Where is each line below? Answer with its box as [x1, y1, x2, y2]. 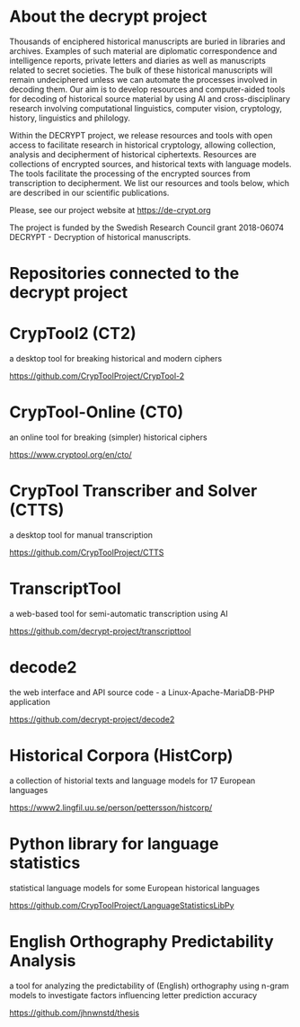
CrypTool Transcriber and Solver [9, 481, 258, 501]
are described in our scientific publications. [9, 187, 170, 198]
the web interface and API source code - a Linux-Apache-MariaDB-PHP [9, 686, 276, 698]
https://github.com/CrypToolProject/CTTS [9, 547, 164, 558]
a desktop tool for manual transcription [9, 529, 154, 540]
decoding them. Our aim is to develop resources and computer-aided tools [9, 84, 286, 94]
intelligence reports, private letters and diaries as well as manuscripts [9, 55, 267, 66]
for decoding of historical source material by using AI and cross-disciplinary [9, 93, 290, 104]
